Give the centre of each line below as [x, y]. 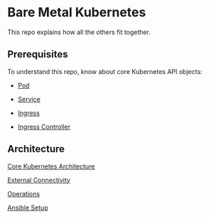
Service [29, 99]
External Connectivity [39, 180]
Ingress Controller [44, 127]
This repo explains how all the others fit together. [79, 32]
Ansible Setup [28, 208]
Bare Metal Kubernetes [77, 12]
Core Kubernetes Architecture [51, 166]
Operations [24, 193]
